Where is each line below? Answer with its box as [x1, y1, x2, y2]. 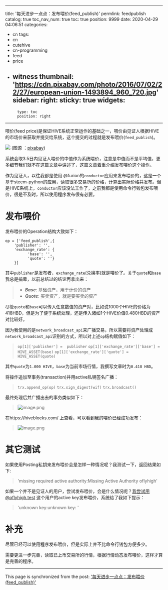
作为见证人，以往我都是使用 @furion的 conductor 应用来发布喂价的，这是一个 [5, 172, 161, 178]
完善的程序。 [9, 558, 36, 564]
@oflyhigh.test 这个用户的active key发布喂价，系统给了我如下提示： [5, 494, 145, 500]
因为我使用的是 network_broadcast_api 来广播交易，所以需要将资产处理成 [5, 327, 153, 333]
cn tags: [12, 31, 29, 37]
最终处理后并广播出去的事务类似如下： [5, 394, 84, 400]
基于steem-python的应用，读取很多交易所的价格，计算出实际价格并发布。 [5, 179, 157, 185]
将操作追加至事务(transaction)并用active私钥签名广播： [5, 374, 118, 380]
